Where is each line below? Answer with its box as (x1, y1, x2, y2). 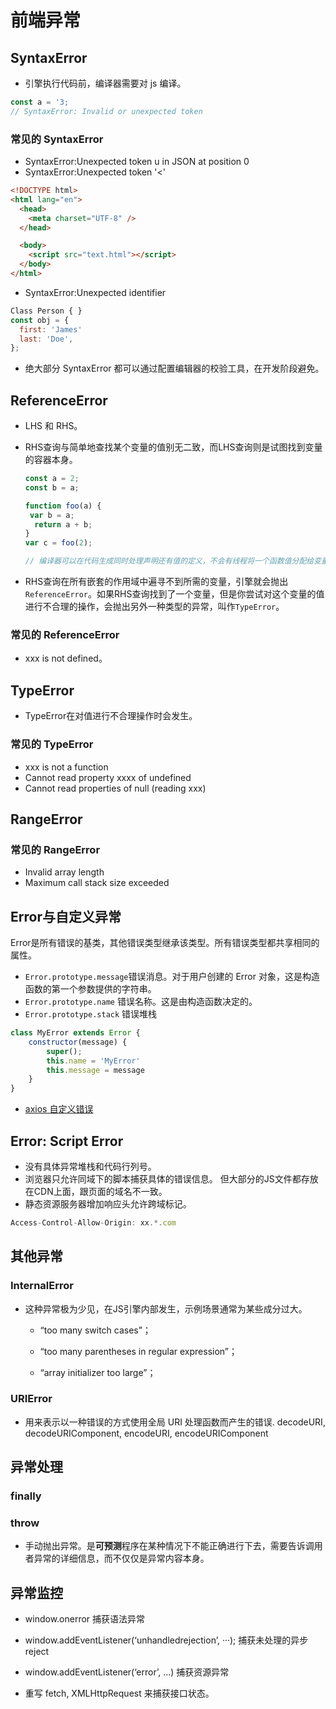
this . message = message (46, 1065, 145, 1075)
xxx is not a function (24, 761, 109, 773)
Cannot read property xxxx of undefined (24, 771, 192, 783)
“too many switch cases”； (39, 1324, 152, 1336)
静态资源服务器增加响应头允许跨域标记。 (24, 1197, 192, 1210)
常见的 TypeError (10, 737, 94, 751)
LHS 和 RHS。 (24, 420, 83, 432)
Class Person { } (10, 306, 83, 316)
